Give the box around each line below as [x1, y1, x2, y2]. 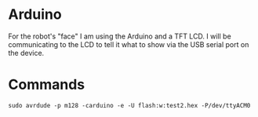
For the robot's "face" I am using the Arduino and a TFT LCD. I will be [8, 31, 231, 41]
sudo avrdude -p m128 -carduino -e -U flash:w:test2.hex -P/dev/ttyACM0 [8, 101, 251, 109]
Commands [8, 76, 85, 93]
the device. [8, 48, 45, 57]
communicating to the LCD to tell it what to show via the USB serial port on [8, 39, 249, 49]
